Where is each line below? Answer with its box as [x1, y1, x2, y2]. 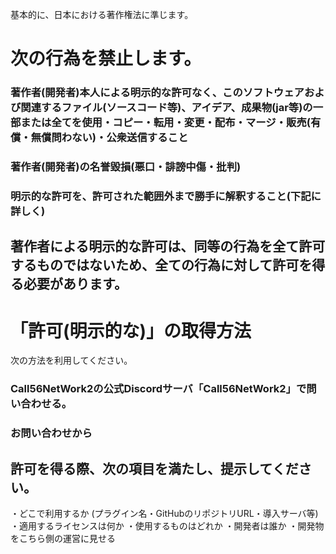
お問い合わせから [10, 426, 93, 440]
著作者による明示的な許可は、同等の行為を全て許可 [10, 238, 326, 255]
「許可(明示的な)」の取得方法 [10, 319, 252, 342]
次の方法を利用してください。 [10, 354, 133, 367]
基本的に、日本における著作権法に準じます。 [10, 9, 194, 20]
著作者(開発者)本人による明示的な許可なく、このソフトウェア [10, 86, 305, 100]
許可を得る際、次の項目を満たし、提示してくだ [10, 460, 299, 477]
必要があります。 [23, 276, 128, 293]
